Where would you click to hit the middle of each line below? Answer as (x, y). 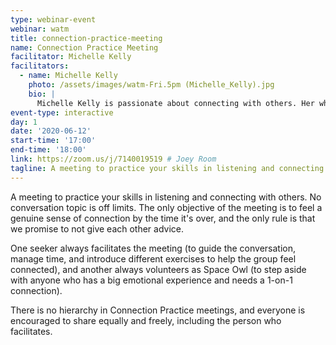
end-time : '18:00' (48, 150)
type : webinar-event (53, 19)
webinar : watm (40, 29)
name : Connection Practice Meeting (84, 47)
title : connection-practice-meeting (86, 38)
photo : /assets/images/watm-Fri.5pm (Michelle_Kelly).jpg (151, 85)
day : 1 (24, 122)
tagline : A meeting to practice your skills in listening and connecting (167, 168)
